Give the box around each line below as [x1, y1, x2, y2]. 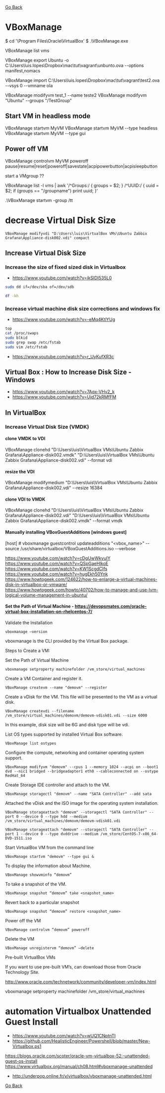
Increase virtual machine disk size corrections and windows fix [5, 305, 160, 312]
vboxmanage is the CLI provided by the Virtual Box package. [5, 638, 129, 644]
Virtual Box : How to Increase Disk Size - [5, 368, 132, 376]
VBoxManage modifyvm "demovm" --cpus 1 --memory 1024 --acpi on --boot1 [5, 764, 159, 770]
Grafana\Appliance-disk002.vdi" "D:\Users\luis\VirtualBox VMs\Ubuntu [5, 513, 150, 518]
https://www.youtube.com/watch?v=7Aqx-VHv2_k [12, 389, 115, 395]
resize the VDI [5, 468, 35, 474]
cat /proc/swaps [5, 331, 39, 336]
